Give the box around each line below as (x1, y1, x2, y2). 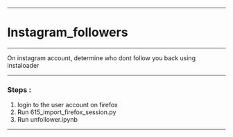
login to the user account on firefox (17, 101, 118, 109)
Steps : (7, 84, 32, 94)
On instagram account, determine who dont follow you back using (7, 53, 196, 62)
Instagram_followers (7, 25, 128, 40)
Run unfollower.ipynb (17, 116, 78, 124)
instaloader (7, 61, 40, 69)
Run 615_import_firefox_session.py (17, 108, 116, 116)
